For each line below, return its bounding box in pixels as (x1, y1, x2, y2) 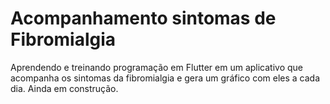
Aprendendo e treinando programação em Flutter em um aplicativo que (10, 61, 304, 73)
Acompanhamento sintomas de (10, 7, 277, 30)
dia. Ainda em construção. (10, 82, 119, 94)
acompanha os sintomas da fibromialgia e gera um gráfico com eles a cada (10, 72, 321, 84)
